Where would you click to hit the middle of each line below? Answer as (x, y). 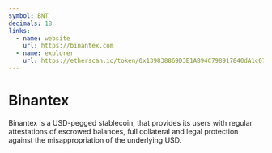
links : (19, 31)
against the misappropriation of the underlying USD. (95, 140)
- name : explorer (45, 53)
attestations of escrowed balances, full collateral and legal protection (123, 131)
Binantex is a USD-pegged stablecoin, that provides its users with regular (131, 122)
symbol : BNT (28, 16)
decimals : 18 (30, 23)
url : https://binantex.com (68, 46)
